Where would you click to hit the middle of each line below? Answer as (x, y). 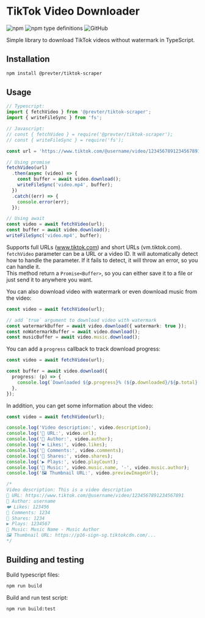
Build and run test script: (37, 597)
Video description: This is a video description (69, 490)
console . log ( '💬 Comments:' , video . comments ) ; (65, 450)
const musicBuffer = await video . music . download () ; (73, 337)
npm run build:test (31, 609)
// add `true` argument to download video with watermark (81, 320)
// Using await (26, 219)
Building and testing (45, 560)
